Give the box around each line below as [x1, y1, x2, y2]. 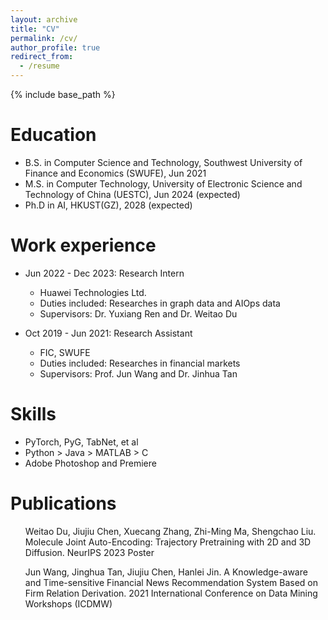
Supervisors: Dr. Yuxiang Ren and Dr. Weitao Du [39, 307, 238, 320]
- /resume [19, 61, 60, 71]
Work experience [10, 234, 157, 257]
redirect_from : [10, 52, 74, 62]
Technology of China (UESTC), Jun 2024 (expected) [24, 188, 241, 200]
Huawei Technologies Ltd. [39, 286, 147, 298]
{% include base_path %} [10, 89, 116, 100]
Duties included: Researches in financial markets [39, 357, 241, 369]
